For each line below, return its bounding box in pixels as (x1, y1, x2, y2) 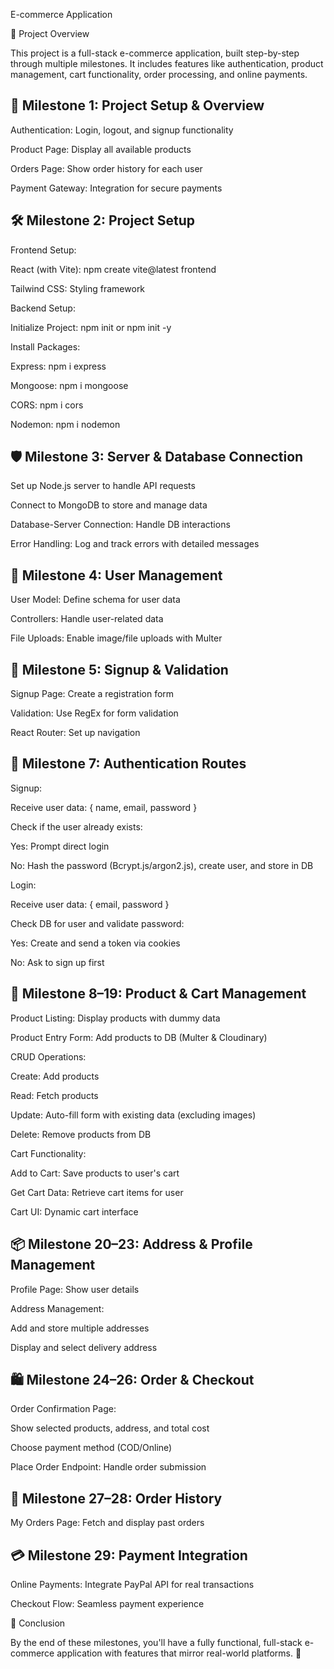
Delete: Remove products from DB (10, 1128, 152, 1140)
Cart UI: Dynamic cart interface (10, 1205, 139, 1218)
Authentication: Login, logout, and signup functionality (10, 124, 234, 136)
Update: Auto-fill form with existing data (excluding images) (10, 1109, 257, 1121)
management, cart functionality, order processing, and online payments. (10, 69, 308, 80)
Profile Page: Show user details (10, 1283, 140, 1295)
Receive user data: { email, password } (10, 898, 170, 910)
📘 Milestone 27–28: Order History (10, 1490, 223, 1507)
